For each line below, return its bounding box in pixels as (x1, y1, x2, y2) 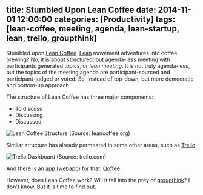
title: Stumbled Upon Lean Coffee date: (6, 5, 156, 15)
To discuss (15, 105, 42, 112)
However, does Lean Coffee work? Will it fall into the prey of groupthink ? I (6, 176, 190, 183)
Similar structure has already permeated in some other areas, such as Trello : (6, 141, 197, 148)
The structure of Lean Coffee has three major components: (6, 93, 153, 101)
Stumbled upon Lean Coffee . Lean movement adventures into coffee (6, 49, 178, 56)
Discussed (15, 117, 42, 125)
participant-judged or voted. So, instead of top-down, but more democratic (6, 75, 194, 82)
